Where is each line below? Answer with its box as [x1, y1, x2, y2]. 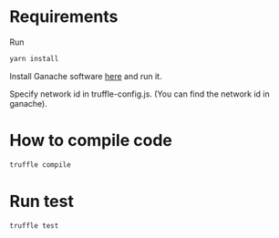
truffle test [9, 221, 59, 230]
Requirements [9, 6, 119, 27]
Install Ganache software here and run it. [9, 70, 162, 81]
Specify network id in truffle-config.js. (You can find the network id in [9, 88, 271, 99]
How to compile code [9, 130, 173, 150]
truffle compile [9, 160, 71, 170]
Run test [9, 191, 75, 212]
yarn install [9, 54, 59, 63]
